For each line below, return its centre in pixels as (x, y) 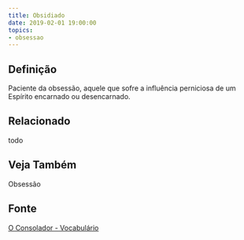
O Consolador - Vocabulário (54, 227)
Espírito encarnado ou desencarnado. (70, 97)
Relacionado (39, 122)
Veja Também (43, 165)
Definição (33, 69)
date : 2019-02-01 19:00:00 (52, 23)
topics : (21, 30)
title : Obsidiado (37, 15)
